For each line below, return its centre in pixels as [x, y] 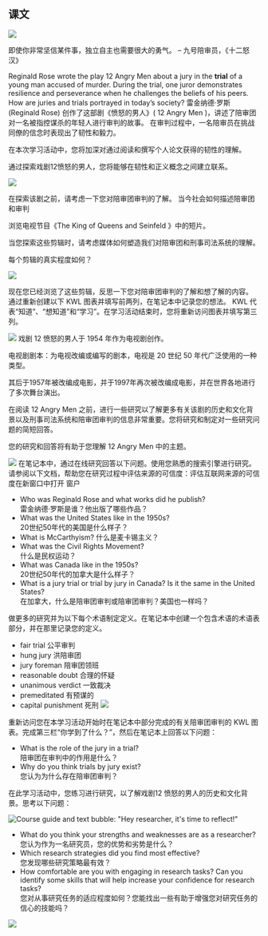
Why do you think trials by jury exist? [80, 767]
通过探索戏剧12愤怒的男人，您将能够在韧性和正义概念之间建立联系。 [120, 166]
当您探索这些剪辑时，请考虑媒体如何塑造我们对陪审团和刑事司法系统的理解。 [134, 242]
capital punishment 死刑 [59, 705]
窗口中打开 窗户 [55, 483]
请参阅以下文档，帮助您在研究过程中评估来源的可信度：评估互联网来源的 [127, 473]
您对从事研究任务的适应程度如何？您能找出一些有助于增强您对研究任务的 [138, 898]
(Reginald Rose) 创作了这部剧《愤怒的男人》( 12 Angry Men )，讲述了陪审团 [132, 112]
